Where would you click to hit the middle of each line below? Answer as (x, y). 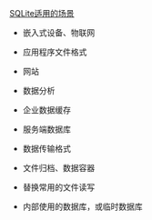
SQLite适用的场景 (42, 13)
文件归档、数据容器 (59, 168)
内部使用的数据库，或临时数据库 (82, 206)
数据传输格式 (46, 149)
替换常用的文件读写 (59, 187)
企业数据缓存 (46, 110)
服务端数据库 (46, 129)
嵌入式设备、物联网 (59, 33)
